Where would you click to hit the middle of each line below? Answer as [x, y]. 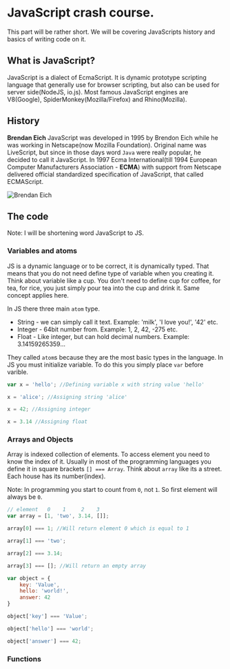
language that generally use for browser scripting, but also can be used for [113, 85]
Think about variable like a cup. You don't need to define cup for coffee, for [114, 280]
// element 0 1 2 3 [53, 510]
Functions [24, 659]
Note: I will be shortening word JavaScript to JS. [76, 233]
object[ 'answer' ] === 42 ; [44, 641]
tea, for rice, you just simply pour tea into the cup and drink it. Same [103, 288]
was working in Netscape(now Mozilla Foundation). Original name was [107, 145]
